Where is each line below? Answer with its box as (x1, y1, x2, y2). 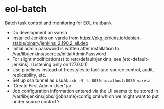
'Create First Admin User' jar (12, 82, 72, 88)
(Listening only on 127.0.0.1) (31, 61, 88, 67)
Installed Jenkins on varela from (12, 35, 79, 41)
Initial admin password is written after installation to (12, 45, 119, 51)
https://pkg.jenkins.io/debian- (79, 35, 142, 41)
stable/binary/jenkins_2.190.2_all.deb (12, 40, 89, 46)
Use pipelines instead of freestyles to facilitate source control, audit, (12, 66, 154, 73)
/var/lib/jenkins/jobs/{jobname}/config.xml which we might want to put (12, 93, 159, 99)
